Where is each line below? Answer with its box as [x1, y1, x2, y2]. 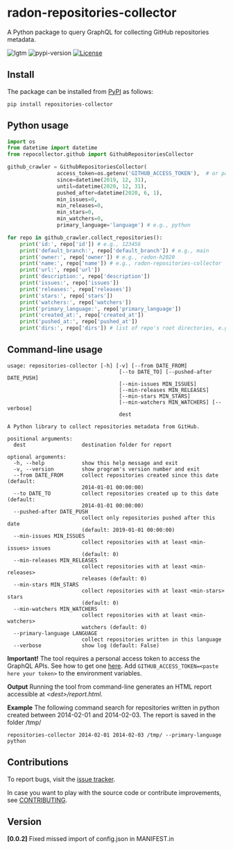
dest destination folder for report [13, 441, 172, 448]
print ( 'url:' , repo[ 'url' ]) [19, 266, 101, 274]
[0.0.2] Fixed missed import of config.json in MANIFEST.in [7, 834, 175, 842]
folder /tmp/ [7, 718, 42, 726]
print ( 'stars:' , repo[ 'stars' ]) [19, 292, 113, 300]
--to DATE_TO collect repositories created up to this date [13, 490, 218, 497]
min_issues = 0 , [56, 196, 98, 203]
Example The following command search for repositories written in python [7, 703, 220, 712]
